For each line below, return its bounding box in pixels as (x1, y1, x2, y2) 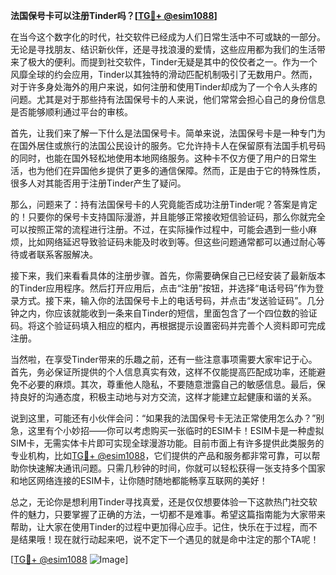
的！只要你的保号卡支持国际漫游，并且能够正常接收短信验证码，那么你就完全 (10, 211, 326, 223)
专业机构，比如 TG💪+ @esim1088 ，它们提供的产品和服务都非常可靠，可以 (10, 450, 312, 461)
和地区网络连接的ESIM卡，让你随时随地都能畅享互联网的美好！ (10, 475, 268, 486)
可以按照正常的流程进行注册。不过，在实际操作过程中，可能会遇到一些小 (10, 224, 308, 235)
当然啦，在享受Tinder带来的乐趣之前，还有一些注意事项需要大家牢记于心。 (10, 354, 318, 365)
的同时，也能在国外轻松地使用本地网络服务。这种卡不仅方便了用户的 (10, 152, 291, 164)
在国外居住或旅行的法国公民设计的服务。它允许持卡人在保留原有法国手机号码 (10, 140, 326, 151)
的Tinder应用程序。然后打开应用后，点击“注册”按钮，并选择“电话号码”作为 (10, 282, 316, 294)
